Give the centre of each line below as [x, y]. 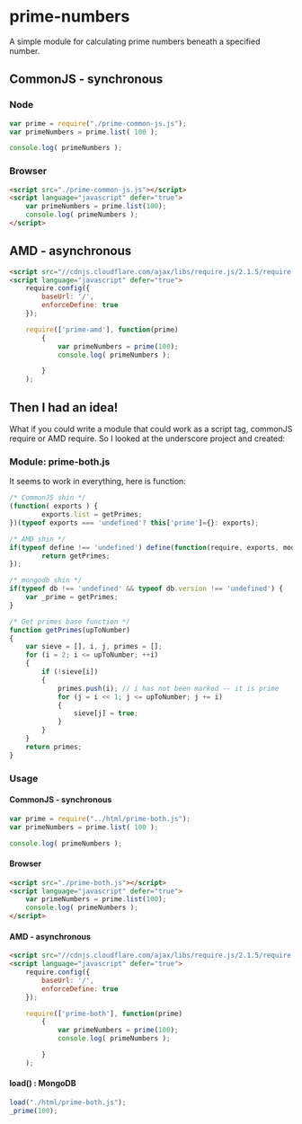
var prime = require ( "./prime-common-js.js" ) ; [98, 123]
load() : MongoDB [43, 1084]
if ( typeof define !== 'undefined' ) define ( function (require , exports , [144, 547]
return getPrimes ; [76, 556]
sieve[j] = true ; [106, 713]
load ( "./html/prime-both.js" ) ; [68, 1102]
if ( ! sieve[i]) [70, 672]
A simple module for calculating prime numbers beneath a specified [135, 41]
